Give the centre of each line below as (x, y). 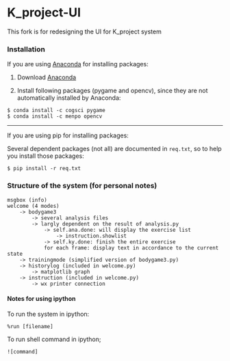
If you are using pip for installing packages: (68, 135)
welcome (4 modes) (33, 206)
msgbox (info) (27, 200)
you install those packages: (46, 156)
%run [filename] (30, 326)
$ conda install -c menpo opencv (55, 117)
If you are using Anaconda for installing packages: (78, 64)
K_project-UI (44, 13)
